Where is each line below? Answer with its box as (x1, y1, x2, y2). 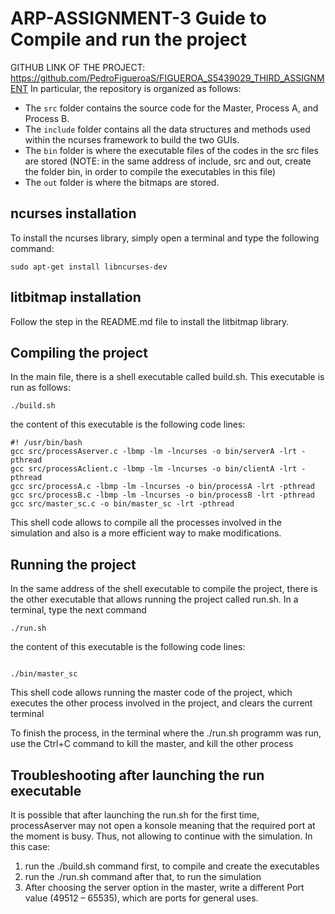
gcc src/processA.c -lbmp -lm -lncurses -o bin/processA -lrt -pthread (10, 482, 315, 492)
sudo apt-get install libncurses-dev (10, 262, 168, 272)
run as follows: (10, 382, 71, 394)
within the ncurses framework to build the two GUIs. (24, 133, 240, 146)
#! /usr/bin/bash (10, 438, 83, 448)
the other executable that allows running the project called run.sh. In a (10, 593, 299, 606)
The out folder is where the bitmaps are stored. (24, 176, 220, 188)
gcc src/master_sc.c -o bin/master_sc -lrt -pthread (10, 499, 235, 509)
